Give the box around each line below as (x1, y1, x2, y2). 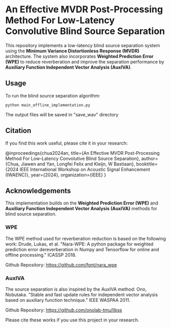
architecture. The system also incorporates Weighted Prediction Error (5, 53, 154, 59)
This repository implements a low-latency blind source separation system (5, 42, 160, 48)
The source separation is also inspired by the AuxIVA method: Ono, (5, 286, 147, 292)
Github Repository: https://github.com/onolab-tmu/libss (5, 306, 122, 313)
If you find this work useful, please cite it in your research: (5, 140, 128, 146)
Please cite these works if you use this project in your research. (5, 317, 139, 323)
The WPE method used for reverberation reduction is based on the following (5, 235, 166, 241)
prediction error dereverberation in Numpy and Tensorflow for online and (5, 246, 160, 252)
